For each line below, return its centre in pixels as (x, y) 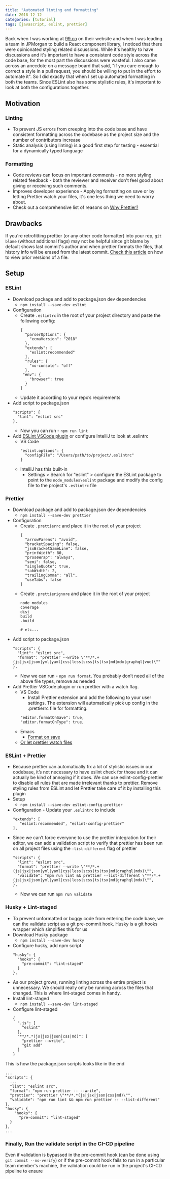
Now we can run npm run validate (56, 894)
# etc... (29, 630)
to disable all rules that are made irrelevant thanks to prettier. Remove (85, 783)
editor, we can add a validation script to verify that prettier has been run (88, 843)
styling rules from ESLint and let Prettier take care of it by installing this (87, 788)
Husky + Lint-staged (31, 907)
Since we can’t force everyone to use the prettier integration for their (84, 838)
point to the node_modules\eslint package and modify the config (95, 480)
